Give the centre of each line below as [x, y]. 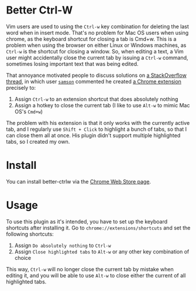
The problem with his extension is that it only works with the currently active [98, 123]
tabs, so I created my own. [38, 141]
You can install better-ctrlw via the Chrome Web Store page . [78, 181]
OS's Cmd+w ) [28, 111]
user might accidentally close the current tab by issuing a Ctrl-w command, [97, 57]
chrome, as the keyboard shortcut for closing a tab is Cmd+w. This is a [91, 39]
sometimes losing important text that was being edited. [72, 64]
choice [23, 258]
